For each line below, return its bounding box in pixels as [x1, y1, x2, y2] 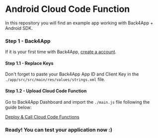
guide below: [5, 104, 32, 110]
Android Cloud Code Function [5, 3, 130, 15]
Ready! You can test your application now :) [5, 126, 113, 133]
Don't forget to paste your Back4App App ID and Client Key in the [5, 71, 139, 77]
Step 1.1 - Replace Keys [5, 60, 54, 66]
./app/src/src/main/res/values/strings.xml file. [5, 76, 105, 82]
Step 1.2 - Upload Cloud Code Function [5, 88, 87, 94]
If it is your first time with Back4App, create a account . [5, 49, 117, 55]
